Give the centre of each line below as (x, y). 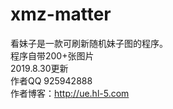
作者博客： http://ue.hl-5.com (70, 93)
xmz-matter (61, 14)
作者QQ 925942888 (51, 80)
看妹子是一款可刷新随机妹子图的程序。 (89, 43)
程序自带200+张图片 (52, 55)
